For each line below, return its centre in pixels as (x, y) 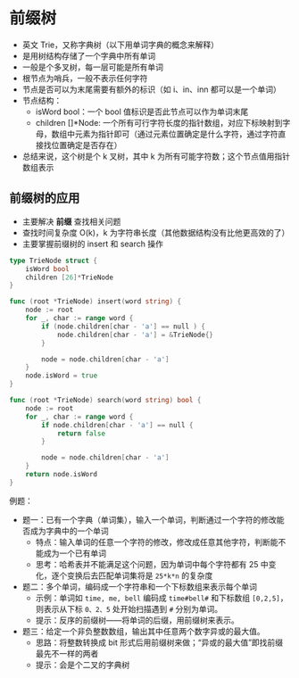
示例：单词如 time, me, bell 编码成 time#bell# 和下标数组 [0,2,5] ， (162, 598)
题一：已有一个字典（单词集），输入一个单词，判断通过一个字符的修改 (149, 519)
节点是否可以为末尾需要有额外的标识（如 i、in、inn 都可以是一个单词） (151, 89)
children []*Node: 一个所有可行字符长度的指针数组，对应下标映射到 (159, 122)
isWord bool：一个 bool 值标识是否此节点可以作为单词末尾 (142, 112)
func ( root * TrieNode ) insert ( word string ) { (95, 302)
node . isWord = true (62, 376)
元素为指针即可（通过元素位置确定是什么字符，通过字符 (176, 134)
